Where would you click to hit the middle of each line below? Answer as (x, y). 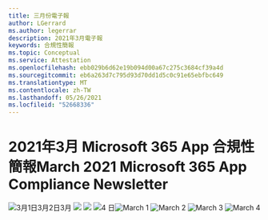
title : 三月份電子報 (39, 16)
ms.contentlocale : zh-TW (50, 90)
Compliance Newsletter (88, 184)
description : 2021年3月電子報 (56, 38)
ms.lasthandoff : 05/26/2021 (55, 98)
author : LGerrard (37, 23)
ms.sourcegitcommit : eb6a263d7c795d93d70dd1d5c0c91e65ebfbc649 (116, 75)
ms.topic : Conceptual (44, 53)
